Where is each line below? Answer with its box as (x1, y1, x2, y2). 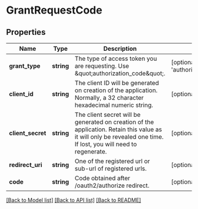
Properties (6, 27, 46, 37)
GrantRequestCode (6, 4, 103, 17)
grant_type (9, 62, 41, 70)
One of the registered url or (74, 157, 150, 165)
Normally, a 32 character (74, 94, 144, 102)
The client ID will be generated (74, 79, 159, 87)
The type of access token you (74, 54, 157, 63)
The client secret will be (74, 110, 141, 119)
